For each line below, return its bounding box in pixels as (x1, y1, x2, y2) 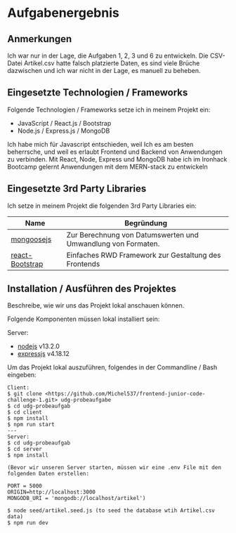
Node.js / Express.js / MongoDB (17, 126, 110, 135)
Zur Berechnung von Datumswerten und (66, 230, 199, 239)
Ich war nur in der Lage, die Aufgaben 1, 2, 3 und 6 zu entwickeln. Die (7, 51, 209, 60)
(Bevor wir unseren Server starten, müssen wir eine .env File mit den (7, 464, 221, 471)
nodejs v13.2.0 (17, 342, 60, 350)
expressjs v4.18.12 (17, 350, 70, 358)
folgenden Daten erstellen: (7, 471, 90, 478)
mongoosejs (11, 234, 52, 244)
